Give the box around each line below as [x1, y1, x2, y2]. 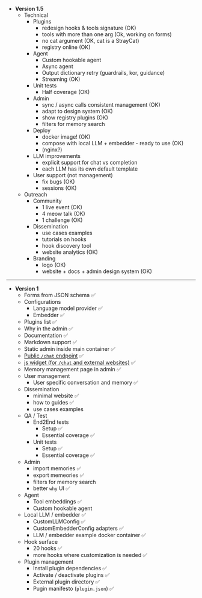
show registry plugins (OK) [41, 114, 108, 121]
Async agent [41, 63, 73, 70]
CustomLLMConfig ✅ [32, 518, 86, 525]
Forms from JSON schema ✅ [23, 292, 96, 298]
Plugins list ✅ [23, 318, 57, 325]
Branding [32, 255, 56, 262]
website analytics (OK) [41, 248, 98, 256]
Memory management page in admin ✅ [23, 366, 121, 373]
